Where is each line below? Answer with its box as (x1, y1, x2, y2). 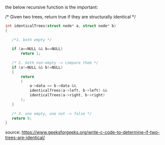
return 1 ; (20, 51, 41, 56)
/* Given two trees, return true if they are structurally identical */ (5, 14, 136, 19)
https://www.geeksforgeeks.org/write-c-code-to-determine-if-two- (21, 129, 160, 136)
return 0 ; (11, 116, 32, 121)
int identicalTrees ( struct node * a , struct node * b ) (5, 23, 116, 28)
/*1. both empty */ (11, 37, 52, 42)
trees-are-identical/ (5, 135, 46, 141)
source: (5, 129, 21, 136)
